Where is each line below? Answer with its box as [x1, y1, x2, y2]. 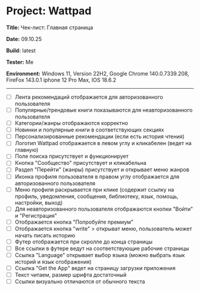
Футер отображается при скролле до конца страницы [14, 238, 153, 245]
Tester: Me [6, 58, 34, 65]
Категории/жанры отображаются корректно [14, 120, 129, 127]
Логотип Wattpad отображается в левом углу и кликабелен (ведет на [14, 140, 192, 147]
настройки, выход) [14, 199, 63, 206]
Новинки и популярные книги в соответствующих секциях [14, 126, 164, 133]
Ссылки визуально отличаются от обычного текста [14, 278, 145, 285]
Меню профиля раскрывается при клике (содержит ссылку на [14, 186, 174, 193]
